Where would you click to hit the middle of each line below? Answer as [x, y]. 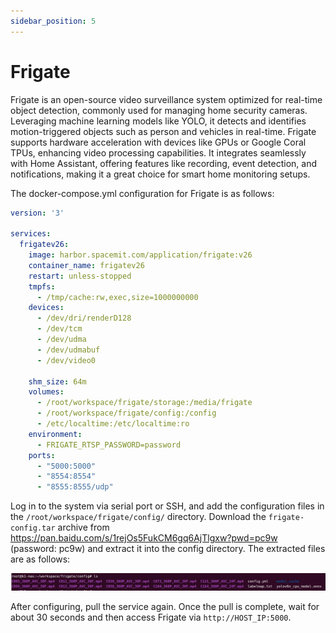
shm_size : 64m [57, 381]
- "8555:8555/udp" [75, 487]
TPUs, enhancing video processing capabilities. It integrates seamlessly [158, 152]
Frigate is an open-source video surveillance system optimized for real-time [166, 99]
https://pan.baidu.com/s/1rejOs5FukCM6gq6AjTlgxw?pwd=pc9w [144, 538]
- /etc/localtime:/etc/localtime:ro [113, 424]
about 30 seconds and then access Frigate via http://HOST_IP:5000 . [151, 617]
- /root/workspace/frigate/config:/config [126, 413]
